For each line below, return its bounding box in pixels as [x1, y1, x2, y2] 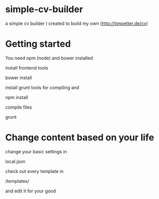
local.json [5, 158, 25, 164]
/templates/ [5, 178, 29, 184]
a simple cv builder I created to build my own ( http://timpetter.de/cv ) [5, 20, 148, 26]
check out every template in [5, 168, 64, 174]
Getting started [5, 38, 71, 50]
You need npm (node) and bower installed [5, 55, 93, 61]
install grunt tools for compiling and [5, 84, 80, 90]
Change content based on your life [5, 132, 154, 143]
